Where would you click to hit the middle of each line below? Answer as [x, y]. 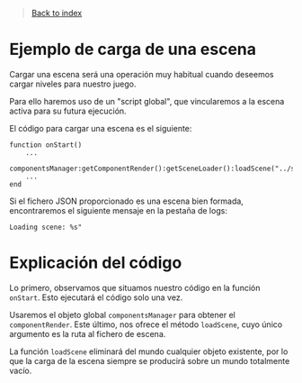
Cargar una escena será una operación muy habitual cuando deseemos [142, 74]
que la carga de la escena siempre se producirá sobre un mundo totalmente [150, 360]
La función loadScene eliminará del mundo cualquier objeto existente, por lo [149, 351]
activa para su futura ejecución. [68, 111]
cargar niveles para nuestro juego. [73, 84]
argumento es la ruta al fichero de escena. [88, 333]
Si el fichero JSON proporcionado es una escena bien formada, [127, 201]
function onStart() [46, 145]
